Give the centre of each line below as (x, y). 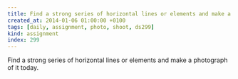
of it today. (23, 68)
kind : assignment (33, 34)
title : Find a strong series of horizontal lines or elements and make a (119, 14)
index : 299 (24, 40)
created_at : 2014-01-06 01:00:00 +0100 (67, 20)
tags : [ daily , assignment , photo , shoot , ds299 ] (81, 27)
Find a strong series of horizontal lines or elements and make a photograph (118, 60)
